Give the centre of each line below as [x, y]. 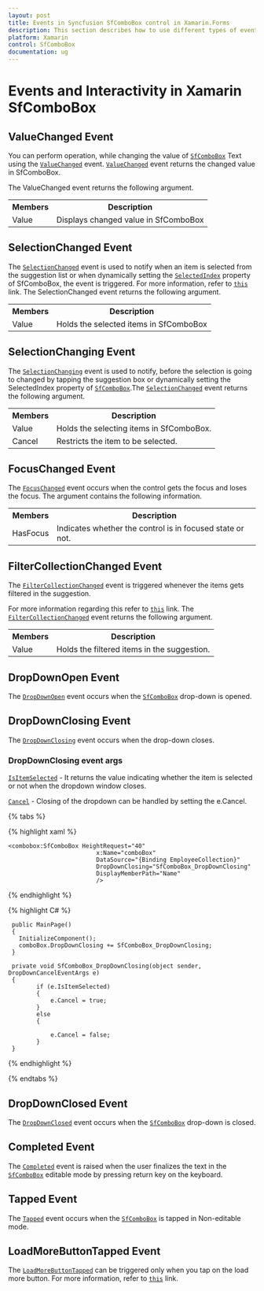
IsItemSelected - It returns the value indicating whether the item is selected [130, 778]
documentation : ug [38, 52]
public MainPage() [42, 925]
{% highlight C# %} [40, 911]
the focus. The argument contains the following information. [105, 496]
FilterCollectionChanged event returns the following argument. [110, 617]
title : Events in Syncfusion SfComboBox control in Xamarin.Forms [119, 23]
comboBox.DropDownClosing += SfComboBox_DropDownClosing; [115, 945]
